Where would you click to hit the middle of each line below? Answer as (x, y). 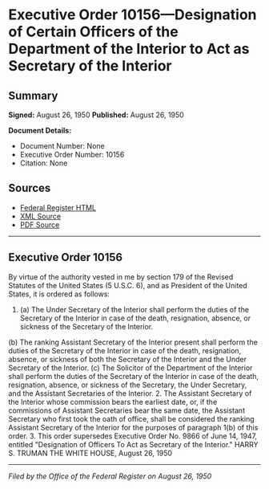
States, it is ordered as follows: (59, 294)
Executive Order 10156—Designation (132, 15)
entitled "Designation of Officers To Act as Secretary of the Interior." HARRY (133, 444)
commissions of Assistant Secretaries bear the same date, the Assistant (127, 410)
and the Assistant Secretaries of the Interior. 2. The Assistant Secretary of (130, 393)
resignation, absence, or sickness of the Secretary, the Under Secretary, (128, 385)
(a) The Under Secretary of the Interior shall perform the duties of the (134, 309)
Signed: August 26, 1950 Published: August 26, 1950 (96, 115)
